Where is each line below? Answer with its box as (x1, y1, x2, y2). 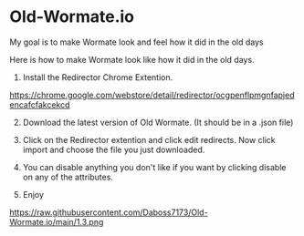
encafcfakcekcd (9, 98, 70, 110)
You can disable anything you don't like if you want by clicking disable (22, 161, 287, 172)
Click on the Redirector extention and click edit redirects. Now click (22, 134, 276, 145)
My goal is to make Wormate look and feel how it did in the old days (9, 36, 264, 47)
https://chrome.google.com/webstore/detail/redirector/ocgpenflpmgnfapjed (9, 89, 295, 100)
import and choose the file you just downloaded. (22, 144, 205, 155)
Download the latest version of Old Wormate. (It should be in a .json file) (22, 117, 294, 128)
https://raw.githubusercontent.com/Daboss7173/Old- (9, 207, 208, 218)
